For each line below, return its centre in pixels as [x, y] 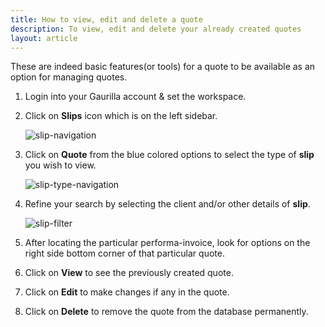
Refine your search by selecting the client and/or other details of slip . [167, 204]
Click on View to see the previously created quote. [129, 273]
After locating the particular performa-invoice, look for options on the [167, 243]
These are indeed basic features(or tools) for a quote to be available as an [163, 67]
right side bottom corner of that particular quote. [124, 253]
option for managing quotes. [69, 77]
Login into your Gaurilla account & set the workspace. [135, 97]
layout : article [44, 38]
